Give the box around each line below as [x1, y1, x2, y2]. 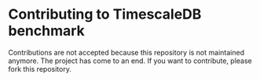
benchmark [8, 22, 85, 40]
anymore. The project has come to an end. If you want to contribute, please [8, 56, 253, 65]
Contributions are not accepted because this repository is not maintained [8, 48, 245, 57]
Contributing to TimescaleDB [8, 5, 202, 23]
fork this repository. [8, 64, 72, 73]
